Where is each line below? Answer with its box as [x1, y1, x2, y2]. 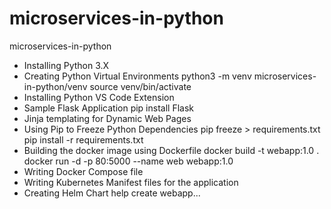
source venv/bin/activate [89, 80, 192, 92]
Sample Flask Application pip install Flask [23, 102, 194, 114]
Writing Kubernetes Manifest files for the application [23, 176, 239, 188]
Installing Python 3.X [23, 59, 110, 71]
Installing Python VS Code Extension [23, 91, 175, 103]
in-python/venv [23, 80, 88, 92]
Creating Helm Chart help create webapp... [23, 187, 201, 199]
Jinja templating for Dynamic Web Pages [23, 112, 192, 124]
